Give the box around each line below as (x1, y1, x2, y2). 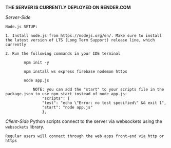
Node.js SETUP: (5, 24, 38, 29)
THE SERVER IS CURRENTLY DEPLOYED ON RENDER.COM (5, 5, 131, 10)
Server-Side (5, 14, 31, 20)
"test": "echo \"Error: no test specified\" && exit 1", (42, 100, 167, 105)
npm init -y (24, 60, 50, 65)
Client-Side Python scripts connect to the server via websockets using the (5, 118, 163, 124)
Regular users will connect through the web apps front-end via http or (5, 134, 164, 139)
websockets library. (5, 124, 45, 130)
